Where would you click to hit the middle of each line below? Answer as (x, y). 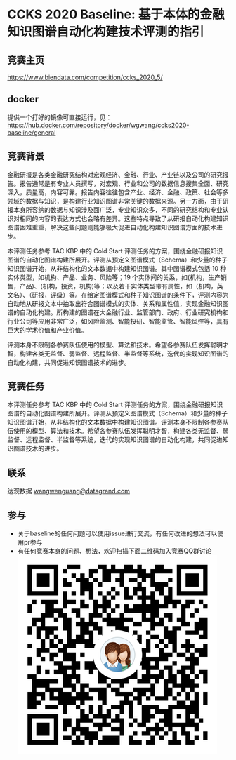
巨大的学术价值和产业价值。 (47, 330)
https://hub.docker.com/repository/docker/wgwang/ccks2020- (98, 125)
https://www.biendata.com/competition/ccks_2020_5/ (85, 77)
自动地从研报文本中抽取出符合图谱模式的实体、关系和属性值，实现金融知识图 (118, 303)
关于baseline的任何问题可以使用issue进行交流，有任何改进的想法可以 (117, 533)
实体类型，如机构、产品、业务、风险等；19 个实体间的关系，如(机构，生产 (114, 277)
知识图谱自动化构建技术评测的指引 (106, 32)
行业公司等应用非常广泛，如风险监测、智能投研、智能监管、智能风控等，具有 (118, 321)
